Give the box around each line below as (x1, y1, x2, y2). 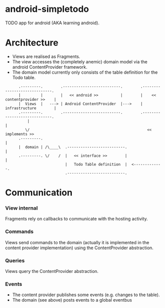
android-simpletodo (5, 3, 89, 15)
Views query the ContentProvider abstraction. (5, 268, 99, 274)
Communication (5, 187, 73, 198)
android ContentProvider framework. (12, 64, 88, 70)
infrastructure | (5, 105, 56, 111)
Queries (5, 257, 25, 264)
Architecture (5, 37, 58, 48)
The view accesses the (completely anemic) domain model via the (12, 58, 148, 65)
